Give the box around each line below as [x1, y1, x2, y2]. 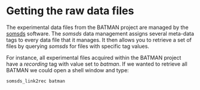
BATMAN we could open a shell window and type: [6, 66, 130, 73]
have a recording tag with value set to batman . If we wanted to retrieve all [6, 60, 188, 67]
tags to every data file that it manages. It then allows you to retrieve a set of [6, 36, 192, 43]
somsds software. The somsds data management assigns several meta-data [6, 30, 195, 37]
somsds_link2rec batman [6, 78, 66, 84]
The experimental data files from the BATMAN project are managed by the [6, 24, 189, 31]
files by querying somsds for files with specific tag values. [6, 43, 149, 50]
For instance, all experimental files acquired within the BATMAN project [6, 54, 181, 61]
